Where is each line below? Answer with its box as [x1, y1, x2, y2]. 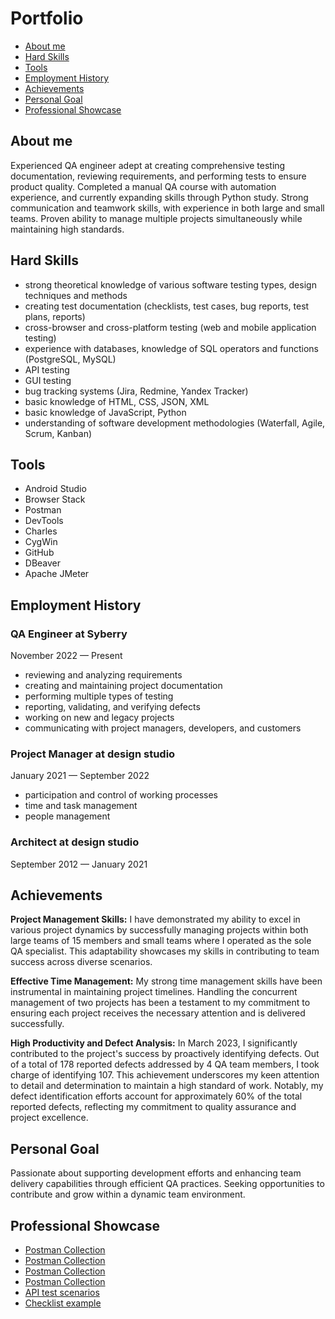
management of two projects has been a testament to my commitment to [10, 997, 311, 1009]
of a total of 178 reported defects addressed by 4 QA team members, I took [10, 1058, 320, 1071]
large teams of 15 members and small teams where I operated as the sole [10, 935, 312, 947]
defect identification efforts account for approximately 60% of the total [10, 1090, 303, 1102]
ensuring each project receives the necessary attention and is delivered [10, 1007, 306, 1019]
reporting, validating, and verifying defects [24, 701, 201, 713]
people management [24, 810, 111, 822]
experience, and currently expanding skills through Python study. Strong [10, 191, 309, 203]
